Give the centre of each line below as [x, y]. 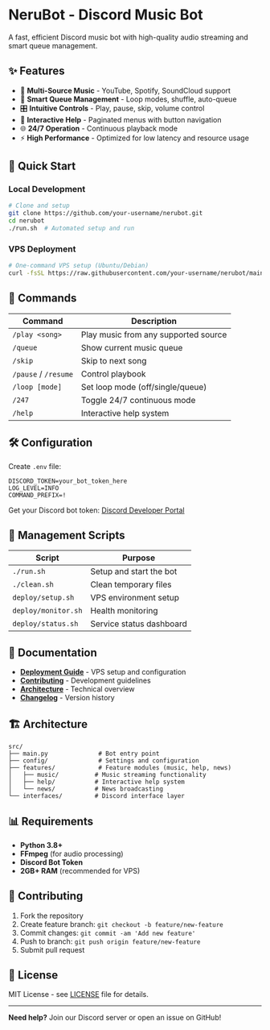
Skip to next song [114, 360]
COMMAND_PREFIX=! [37, 495]
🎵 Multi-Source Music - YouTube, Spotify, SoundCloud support [125, 90]
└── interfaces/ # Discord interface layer [96, 796]
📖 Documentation [53, 652]
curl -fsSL [27, 273]
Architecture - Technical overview [77, 689]
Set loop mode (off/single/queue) [144, 387]
